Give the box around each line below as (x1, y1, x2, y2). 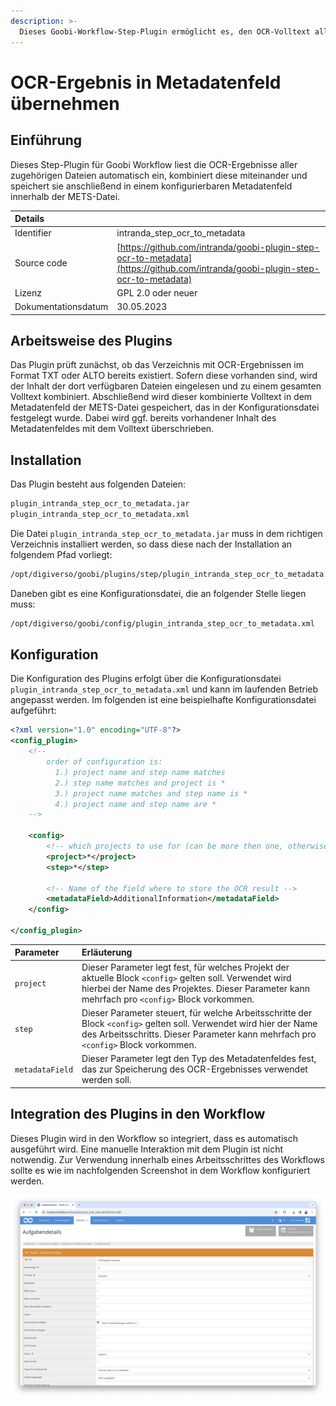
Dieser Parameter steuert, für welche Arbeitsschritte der (81, 1006, 313, 1019)
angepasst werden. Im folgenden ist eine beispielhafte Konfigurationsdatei (10, 694, 317, 706)
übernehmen (10, 92, 120, 115)
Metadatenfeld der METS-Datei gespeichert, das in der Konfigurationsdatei (10, 401, 320, 414)
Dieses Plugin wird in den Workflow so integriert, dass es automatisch (10, 1132, 298, 1144)
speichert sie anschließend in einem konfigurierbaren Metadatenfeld (10, 180, 293, 192)
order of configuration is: (46, 757, 163, 767)
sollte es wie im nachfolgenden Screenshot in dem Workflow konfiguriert (10, 1164, 311, 1176)
